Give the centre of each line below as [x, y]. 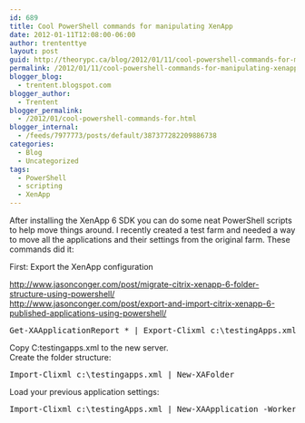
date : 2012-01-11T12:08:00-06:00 [73, 34]
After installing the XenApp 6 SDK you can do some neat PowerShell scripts [151, 220]
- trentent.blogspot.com [64, 85]
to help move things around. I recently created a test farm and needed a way [152, 230]
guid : [20, 60]
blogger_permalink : [46, 111]
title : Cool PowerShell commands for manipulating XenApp [121, 26]
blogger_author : [40, 93]
